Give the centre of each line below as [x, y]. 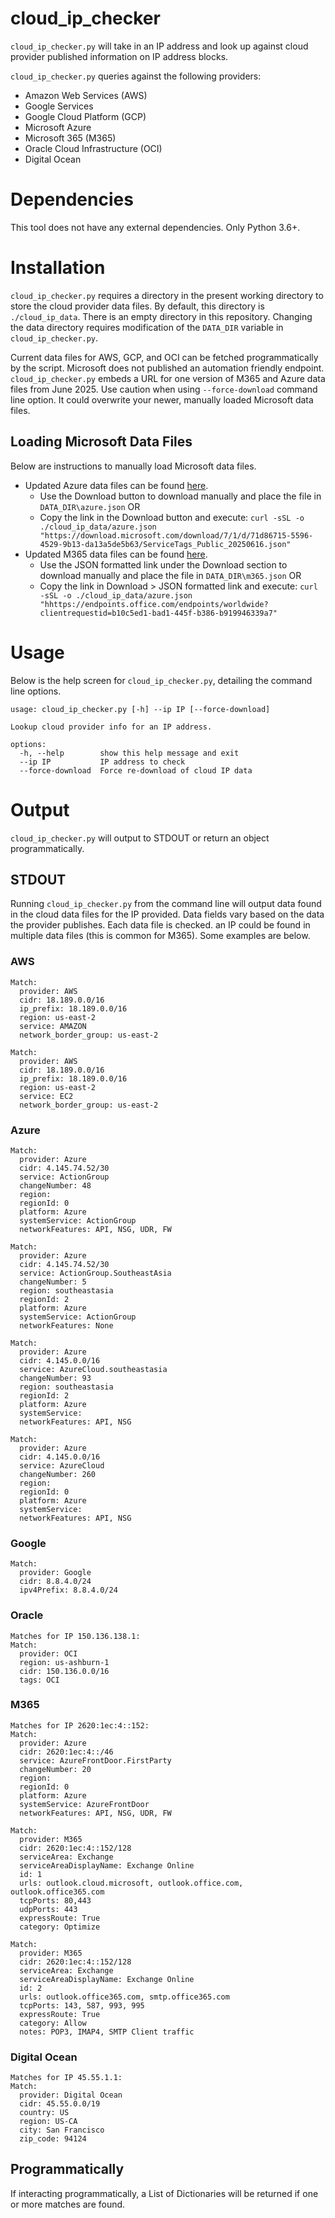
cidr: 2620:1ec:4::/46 [66, 1752]
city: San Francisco [62, 2130]
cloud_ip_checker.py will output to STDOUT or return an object [140, 838]
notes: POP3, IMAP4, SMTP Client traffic [107, 2032]
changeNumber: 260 [58, 1474]
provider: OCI [48, 1653]
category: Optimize [60, 1927]
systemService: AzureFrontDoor [84, 1804]
